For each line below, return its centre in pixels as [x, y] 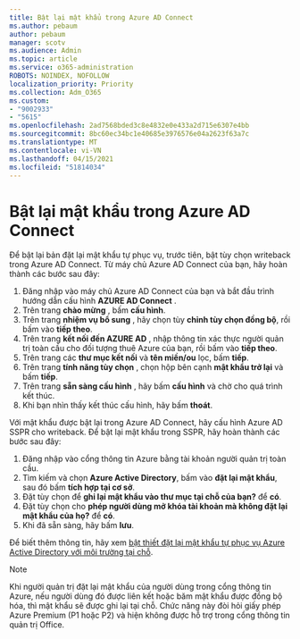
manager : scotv [37, 42]
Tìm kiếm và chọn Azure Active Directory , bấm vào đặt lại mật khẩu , [150, 478]
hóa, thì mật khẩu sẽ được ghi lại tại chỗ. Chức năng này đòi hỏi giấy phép [145, 606]
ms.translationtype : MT [54, 142]
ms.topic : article [43, 59]
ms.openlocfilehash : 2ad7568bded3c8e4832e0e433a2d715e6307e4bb [129, 126]
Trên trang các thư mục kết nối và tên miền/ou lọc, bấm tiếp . [135, 357]
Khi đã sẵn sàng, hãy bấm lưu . [78, 525]
